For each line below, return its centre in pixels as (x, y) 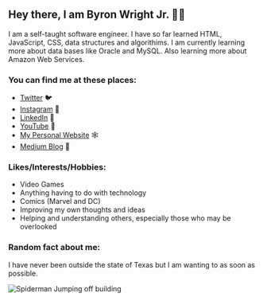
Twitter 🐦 (36, 98)
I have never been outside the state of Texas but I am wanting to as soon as (132, 264)
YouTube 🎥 (37, 126)
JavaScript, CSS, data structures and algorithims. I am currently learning (127, 42)
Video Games (42, 185)
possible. (23, 273)
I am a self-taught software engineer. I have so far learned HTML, (115, 33)
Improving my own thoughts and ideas (82, 210)
